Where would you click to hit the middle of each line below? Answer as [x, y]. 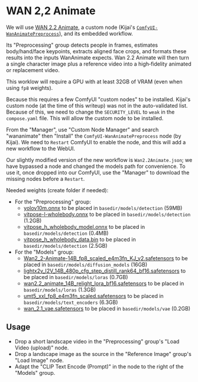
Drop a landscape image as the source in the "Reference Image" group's [103, 354]
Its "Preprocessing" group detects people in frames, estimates [82, 45]
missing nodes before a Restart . [46, 179]
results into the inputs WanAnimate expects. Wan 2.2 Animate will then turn [98, 57]
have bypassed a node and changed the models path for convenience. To [96, 166]
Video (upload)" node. [42, 348]
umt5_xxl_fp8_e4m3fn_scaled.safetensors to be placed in [93, 296]
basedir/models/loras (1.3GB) [60, 289]
